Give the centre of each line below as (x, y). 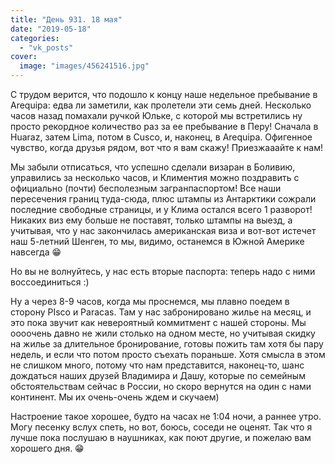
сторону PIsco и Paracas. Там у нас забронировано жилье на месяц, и (161, 312)
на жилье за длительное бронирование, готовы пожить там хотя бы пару (167, 344)
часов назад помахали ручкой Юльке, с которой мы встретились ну (156, 115)
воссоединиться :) (50, 282)
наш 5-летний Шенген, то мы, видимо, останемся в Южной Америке (157, 241)
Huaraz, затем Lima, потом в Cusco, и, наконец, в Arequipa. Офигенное (161, 137)
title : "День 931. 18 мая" (66, 19)
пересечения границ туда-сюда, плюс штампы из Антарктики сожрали (163, 199)
